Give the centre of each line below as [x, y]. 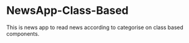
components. [23, 33]
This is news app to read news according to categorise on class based [95, 27]
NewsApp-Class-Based [68, 11]
